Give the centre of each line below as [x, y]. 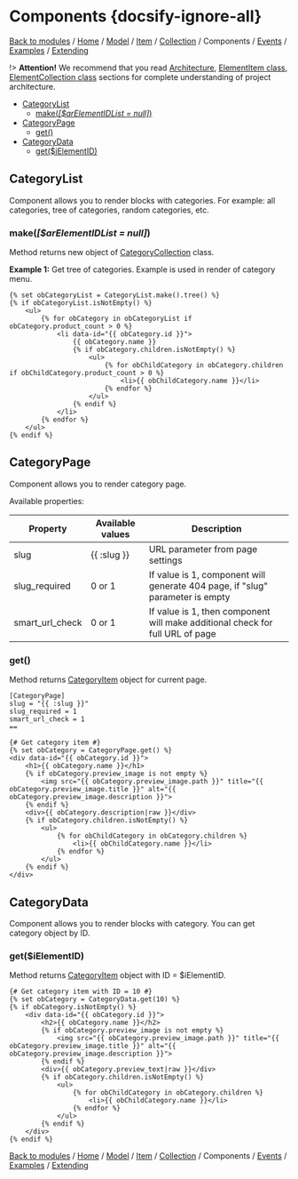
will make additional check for [211, 622]
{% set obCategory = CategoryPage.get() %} [91, 750]
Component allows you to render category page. [98, 484]
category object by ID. [50, 933]
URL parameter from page [204, 549]
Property [48, 528]
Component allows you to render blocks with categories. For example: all [142, 200]
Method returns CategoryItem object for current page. [108, 680]
